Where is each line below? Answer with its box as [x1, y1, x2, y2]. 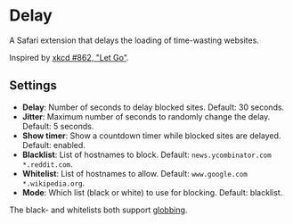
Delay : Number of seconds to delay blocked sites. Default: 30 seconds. [21, 102, 285, 112]
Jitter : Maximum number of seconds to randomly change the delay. [21, 111, 271, 121]
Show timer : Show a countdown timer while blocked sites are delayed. [21, 130, 281, 141]
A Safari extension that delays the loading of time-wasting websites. [9, 35, 260, 46]
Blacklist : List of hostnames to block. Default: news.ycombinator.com [21, 149, 272, 160]
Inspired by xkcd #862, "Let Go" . [9, 52, 129, 62]
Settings [9, 78, 58, 94]
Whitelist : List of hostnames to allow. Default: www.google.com [21, 168, 248, 178]
